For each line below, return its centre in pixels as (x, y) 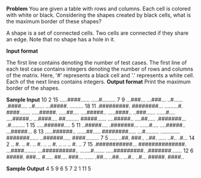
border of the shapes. (33, 88)
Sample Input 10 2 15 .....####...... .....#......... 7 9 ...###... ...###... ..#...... (94, 99)
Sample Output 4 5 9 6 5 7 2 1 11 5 (49, 168)
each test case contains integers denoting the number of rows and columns (100, 69)
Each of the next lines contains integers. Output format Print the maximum (98, 82)
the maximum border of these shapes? (54, 21)
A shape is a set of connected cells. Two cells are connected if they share (97, 33)
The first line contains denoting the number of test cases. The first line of (97, 63)
